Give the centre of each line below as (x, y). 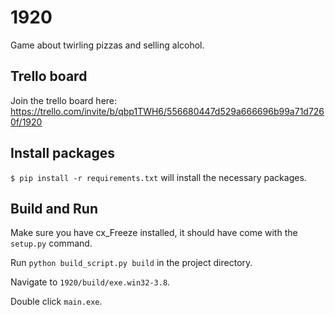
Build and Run (54, 208)
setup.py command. (51, 243)
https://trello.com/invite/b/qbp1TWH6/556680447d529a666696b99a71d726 (167, 111)
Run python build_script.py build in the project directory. (131, 263)
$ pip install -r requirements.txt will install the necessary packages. (158, 177)
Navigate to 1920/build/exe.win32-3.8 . (90, 282)
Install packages (62, 153)
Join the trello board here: (64, 100)
